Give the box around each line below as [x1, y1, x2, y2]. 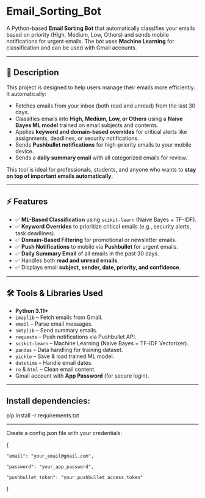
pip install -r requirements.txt [6, 412, 79, 419]
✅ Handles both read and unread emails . [15, 257, 119, 264]
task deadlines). [15, 229, 56, 236]
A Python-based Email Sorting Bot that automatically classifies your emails [6, 24, 195, 32]
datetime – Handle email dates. [15, 359, 93, 367]
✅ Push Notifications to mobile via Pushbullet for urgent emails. [15, 243, 178, 250]
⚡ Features [6, 197, 48, 207]
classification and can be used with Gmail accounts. [6, 44, 137, 51]
